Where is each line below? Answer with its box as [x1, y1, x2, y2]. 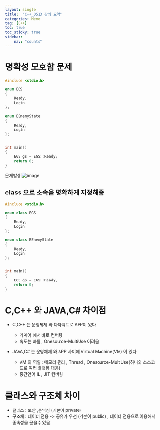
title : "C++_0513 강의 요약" [5, 12, 62, 17]
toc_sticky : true [5, 30, 40, 35]
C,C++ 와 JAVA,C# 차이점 [5, 305, 106, 316]
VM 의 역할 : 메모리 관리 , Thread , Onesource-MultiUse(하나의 [19, 359, 142, 365]
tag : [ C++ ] [5, 21, 27, 26]
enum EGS [5, 86, 23, 92]
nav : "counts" [14, 39, 42, 44]
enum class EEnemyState [5, 237, 54, 242]
